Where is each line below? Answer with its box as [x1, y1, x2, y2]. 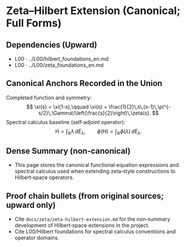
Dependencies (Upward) [6, 40, 98, 50]
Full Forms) [6, 16, 62, 30]
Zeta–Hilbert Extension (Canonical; [6, 4, 181, 18]
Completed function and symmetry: [6, 94, 92, 101]
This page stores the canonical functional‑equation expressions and [14, 162, 179, 169]
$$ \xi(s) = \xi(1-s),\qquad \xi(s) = [26, 103, 107, 110]
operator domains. [14, 234, 60, 241]
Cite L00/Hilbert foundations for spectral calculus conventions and [14, 228, 176, 235]
